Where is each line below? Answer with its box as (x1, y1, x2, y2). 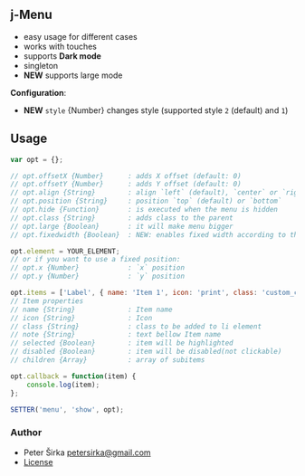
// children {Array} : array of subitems (10, 356, 205, 365)
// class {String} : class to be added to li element (10, 321, 262, 331)
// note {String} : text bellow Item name (10, 330, 222, 339)
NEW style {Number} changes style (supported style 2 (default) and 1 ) (23, 104, 289, 116)
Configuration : (10, 87, 67, 98)
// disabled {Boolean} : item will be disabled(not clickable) (10, 347, 282, 357)
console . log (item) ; (26, 380, 100, 389)
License (23, 456, 53, 467)
